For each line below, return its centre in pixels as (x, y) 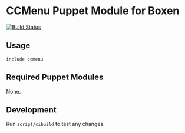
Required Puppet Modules (55, 77)
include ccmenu (25, 59)
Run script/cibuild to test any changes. (55, 124)
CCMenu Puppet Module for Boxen (93, 11)
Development (32, 110)
